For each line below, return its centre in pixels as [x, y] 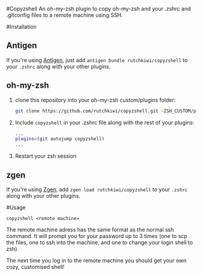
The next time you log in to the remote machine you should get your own [96, 260]
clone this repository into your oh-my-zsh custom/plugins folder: [95, 100]
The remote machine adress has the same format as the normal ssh [90, 229]
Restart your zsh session [46, 156]
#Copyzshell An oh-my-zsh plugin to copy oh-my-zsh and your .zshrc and [99, 9]
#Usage [16, 207]
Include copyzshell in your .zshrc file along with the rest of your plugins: [105, 122]
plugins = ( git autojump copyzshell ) [60, 139]
